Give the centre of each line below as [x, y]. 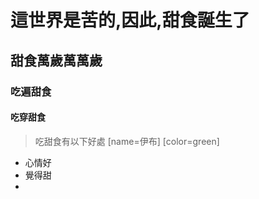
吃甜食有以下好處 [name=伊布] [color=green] [127, 141]
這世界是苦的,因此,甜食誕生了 [130, 20]
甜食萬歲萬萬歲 [56, 60]
